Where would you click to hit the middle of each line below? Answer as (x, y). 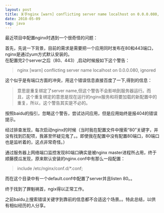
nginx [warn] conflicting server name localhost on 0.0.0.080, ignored (86, 70)
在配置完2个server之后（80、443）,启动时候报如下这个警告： (67, 60)
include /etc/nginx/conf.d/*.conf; (50, 168)
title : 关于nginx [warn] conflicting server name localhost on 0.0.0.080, (82, 14)
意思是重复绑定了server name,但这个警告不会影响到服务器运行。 (82, 91)
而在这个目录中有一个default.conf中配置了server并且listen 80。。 (70, 179)
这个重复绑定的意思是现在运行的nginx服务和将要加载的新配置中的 (91, 97)
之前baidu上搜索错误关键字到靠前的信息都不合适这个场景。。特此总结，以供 (80, 199)
